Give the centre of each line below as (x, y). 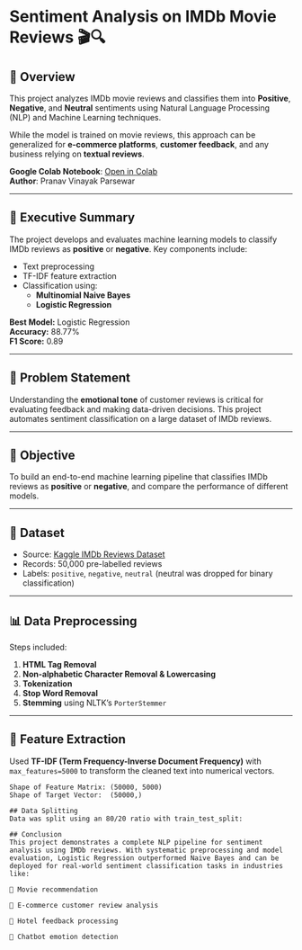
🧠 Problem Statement (70, 378)
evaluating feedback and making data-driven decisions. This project (136, 409)
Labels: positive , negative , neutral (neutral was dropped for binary (147, 574)
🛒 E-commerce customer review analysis (84, 905)
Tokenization (47, 684)
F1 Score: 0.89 (36, 341)
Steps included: (38, 647)
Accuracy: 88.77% (44, 331)
